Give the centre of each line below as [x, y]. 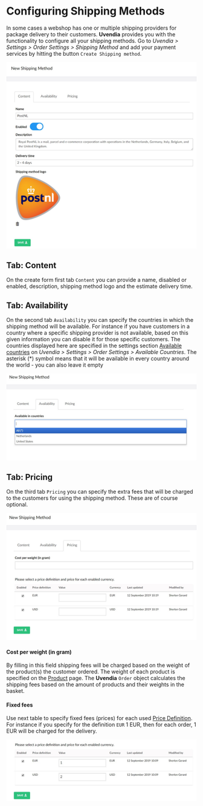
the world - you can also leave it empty [55, 365]
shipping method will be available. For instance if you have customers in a [98, 326]
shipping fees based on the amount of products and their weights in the [95, 684]
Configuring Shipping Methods [85, 11]
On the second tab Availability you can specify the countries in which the [100, 320]
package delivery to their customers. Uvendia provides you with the [91, 34]
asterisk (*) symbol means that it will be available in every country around [98, 359]
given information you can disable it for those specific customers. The [93, 339]
